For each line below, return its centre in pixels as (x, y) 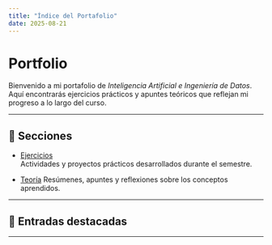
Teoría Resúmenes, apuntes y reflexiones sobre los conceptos (124, 180)
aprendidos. (40, 188)
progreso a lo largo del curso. (57, 103)
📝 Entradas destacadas (68, 221)
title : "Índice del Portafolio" (63, 16)
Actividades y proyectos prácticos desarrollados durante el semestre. (136, 164)
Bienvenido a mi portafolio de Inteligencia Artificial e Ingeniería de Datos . (130, 86)
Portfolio (38, 63)
